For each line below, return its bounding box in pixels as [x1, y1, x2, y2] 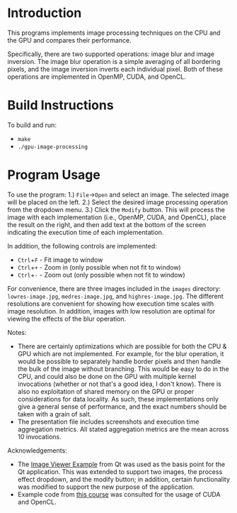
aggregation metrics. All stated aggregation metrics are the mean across [17, 424, 229, 434]
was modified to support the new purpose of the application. [17, 482, 195, 491]
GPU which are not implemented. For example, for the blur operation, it [17, 349, 224, 358]
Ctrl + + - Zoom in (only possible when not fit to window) [17, 263, 182, 271]
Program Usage [7, 167, 100, 183]
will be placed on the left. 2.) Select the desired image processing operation [7, 197, 229, 206]
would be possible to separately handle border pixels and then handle [17, 357, 221, 365]
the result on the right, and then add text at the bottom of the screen [7, 220, 207, 228]
